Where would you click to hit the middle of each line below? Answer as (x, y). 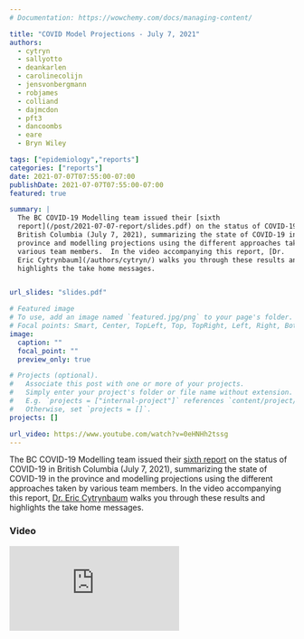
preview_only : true (54, 359)
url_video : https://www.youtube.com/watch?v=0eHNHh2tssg (119, 434)
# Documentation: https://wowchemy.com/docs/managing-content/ (131, 18)
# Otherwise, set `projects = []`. (81, 409)
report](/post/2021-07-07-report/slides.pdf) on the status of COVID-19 (157, 227)
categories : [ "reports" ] (56, 168)
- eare (30, 135)
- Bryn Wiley (42, 144)
